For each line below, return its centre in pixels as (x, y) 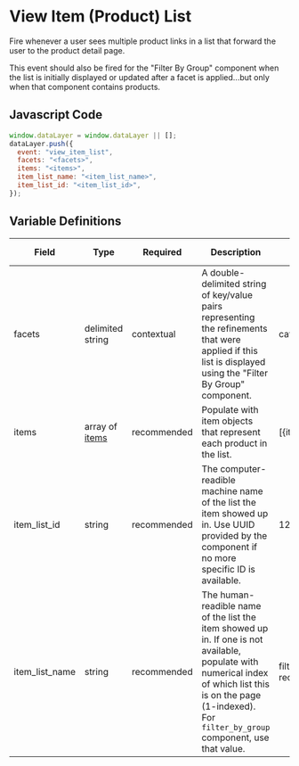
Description (236, 251)
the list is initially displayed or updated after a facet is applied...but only (139, 77)
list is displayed (234, 361)
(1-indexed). (229, 706)
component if (230, 547)
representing (228, 317)
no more (219, 557)
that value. (223, 748)
